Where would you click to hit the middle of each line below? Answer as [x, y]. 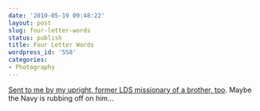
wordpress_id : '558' [43, 52]
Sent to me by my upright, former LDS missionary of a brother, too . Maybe [130, 90]
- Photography [32, 67]
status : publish [35, 38]
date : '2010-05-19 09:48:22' [57, 15]
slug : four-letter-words [49, 30]
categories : [28, 60]
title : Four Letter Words [51, 45]
